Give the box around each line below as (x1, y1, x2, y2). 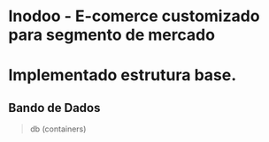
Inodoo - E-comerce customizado (8, 6, 260, 26)
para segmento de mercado (8, 25, 216, 45)
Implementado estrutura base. (8, 65, 237, 86)
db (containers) (29, 123, 87, 134)
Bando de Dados (8, 100, 101, 116)
